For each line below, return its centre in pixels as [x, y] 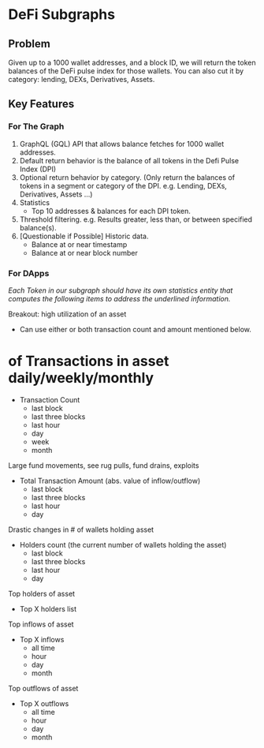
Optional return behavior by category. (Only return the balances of [127, 177]
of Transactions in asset [89, 361]
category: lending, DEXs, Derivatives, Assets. [82, 79]
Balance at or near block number [84, 252]
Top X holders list [48, 608]
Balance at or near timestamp [79, 244]
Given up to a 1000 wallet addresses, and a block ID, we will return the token [132, 62]
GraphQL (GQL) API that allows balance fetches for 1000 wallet [122, 144]
